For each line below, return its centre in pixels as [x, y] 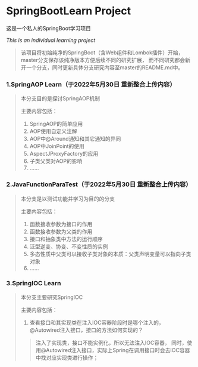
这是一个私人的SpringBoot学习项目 [48, 28]
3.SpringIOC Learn [34, 283]
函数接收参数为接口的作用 [61, 224]
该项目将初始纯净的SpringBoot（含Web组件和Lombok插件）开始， [102, 53]
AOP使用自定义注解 [53, 131]
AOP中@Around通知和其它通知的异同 [75, 139]
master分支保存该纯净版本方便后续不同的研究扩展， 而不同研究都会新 [106, 60]
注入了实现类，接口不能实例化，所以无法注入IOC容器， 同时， [111, 343]
